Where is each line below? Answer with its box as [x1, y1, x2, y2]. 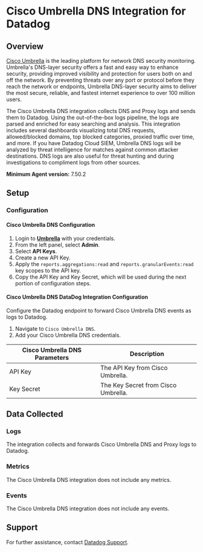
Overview [6, 41, 44, 51]
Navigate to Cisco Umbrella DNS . [14, 325, 95, 332]
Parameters [34, 353, 69, 362]
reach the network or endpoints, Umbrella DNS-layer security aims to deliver [6, 83, 197, 90]
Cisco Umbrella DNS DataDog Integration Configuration [6, 293, 148, 300]
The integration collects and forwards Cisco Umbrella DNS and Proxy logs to [6, 441, 197, 448]
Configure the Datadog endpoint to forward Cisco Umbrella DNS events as [6, 307, 192, 314]
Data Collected [6, 409, 63, 420]
